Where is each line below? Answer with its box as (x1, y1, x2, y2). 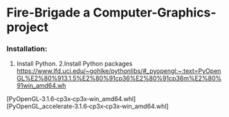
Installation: (6, 44, 48, 54)
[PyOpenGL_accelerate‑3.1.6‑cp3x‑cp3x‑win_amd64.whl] (6, 102, 169, 111)
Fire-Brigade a (6, 5, 91, 21)
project (6, 19, 49, 35)
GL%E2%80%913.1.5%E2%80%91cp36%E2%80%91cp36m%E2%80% (16, 74, 222, 83)
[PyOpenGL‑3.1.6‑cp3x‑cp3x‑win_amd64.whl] (6, 95, 136, 103)
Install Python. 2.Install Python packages (16, 60, 133, 68)
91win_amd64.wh (16, 81, 66, 90)
